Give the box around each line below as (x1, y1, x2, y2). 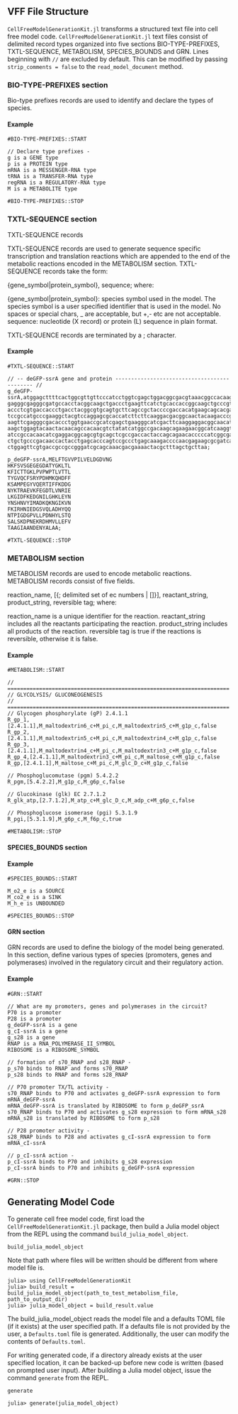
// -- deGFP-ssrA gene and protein (7, 375, 113, 382)
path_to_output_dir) (7, 1296, 69, 1303)
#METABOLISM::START (7, 667, 65, 674)
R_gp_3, (7, 741, 30, 749)
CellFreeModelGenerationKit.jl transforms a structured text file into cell (7, 24, 218, 33)
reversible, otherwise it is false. (7, 635, 98, 643)
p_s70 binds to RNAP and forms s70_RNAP (7, 1065, 129, 1072)
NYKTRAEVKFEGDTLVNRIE (7, 486, 72, 494)
